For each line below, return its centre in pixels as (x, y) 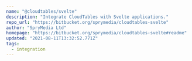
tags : (13, 44)
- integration (28, 49)
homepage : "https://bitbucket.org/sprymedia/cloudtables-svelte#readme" (97, 33)
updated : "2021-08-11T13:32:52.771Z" (52, 38)
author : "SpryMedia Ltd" (36, 28)
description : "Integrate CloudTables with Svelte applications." (87, 17)
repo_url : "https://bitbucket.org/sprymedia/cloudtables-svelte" (87, 22)
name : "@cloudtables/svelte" (42, 11)
